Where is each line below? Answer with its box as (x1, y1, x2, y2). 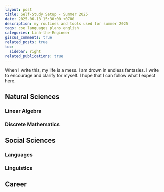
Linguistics (5, 164, 33, 171)
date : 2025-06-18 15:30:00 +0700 (5, 16, 75, 21)
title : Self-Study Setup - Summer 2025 (5, 12, 88, 17)
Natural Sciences (5, 92, 60, 101)
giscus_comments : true (5, 35, 52, 40)
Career (5, 180, 27, 189)
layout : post (5, 7, 32, 12)
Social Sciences (5, 136, 56, 145)
